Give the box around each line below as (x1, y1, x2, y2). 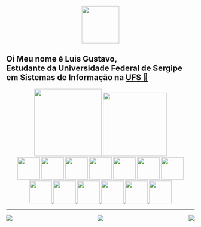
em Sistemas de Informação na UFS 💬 (6, 72, 148, 83)
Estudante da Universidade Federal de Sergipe (6, 63, 182, 73)
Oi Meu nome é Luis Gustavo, (6, 54, 118, 64)
